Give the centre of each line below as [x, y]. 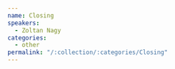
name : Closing [31, 15]
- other [27, 45]
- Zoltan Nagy [38, 30]
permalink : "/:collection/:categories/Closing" [88, 52]
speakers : [24, 23]
